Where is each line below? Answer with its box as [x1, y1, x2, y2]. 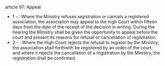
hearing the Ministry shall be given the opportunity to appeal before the [12, 29, 158, 35]
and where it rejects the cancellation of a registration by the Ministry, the [12, 50, 161, 56]
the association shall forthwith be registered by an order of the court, [12, 45, 153, 50]
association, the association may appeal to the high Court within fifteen [12, 19, 157, 24]
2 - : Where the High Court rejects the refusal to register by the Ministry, [12, 40, 159, 45]
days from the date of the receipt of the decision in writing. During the [12, 24, 155, 30]
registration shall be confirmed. [12, 55, 77, 61]
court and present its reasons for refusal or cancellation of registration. [12, 34, 157, 40]
